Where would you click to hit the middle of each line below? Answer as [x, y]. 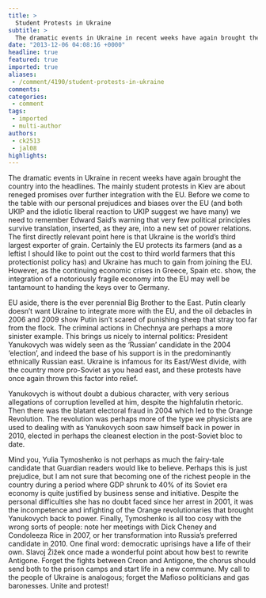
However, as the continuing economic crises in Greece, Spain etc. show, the [132, 271]
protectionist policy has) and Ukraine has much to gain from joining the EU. [130, 262]
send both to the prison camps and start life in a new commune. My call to [129, 569]
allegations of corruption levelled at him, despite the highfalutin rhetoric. [126, 402]
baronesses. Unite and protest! [59, 586]
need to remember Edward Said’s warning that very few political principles [129, 220]
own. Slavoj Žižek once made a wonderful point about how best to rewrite [128, 552]
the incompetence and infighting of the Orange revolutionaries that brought [131, 510]
